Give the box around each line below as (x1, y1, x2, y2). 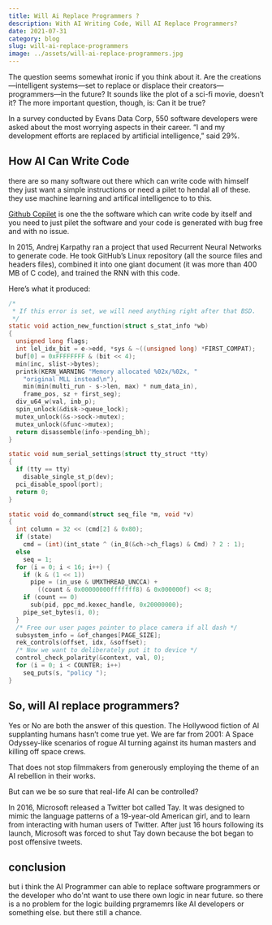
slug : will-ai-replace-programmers (8, 42, 129, 50)
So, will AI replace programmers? (8, 699, 180, 713)
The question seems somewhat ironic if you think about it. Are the (8, 72, 229, 81)
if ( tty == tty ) (15, 465, 71, 474)
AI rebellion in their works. (8, 771, 96, 780)
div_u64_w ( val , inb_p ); (15, 397, 96, 406)
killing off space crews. (8, 746, 87, 756)
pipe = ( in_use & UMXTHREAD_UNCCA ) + (29, 578, 158, 586)
